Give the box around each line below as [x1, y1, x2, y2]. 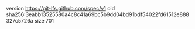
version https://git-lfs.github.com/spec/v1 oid [6, 5, 115, 12]
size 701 [34, 17, 54, 24]
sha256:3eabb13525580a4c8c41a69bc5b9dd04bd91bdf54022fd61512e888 [6, 11, 189, 18]
